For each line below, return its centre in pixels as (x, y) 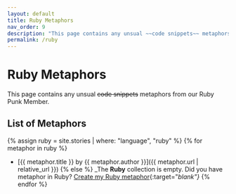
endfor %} (32, 184)
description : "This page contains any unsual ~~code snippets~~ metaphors (119, 33)
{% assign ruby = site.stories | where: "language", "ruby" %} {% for (105, 141)
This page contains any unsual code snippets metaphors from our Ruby (111, 94)
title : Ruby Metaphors (40, 20)
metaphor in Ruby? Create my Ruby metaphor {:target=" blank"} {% (114, 176)
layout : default (31, 14)
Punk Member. (28, 102)
